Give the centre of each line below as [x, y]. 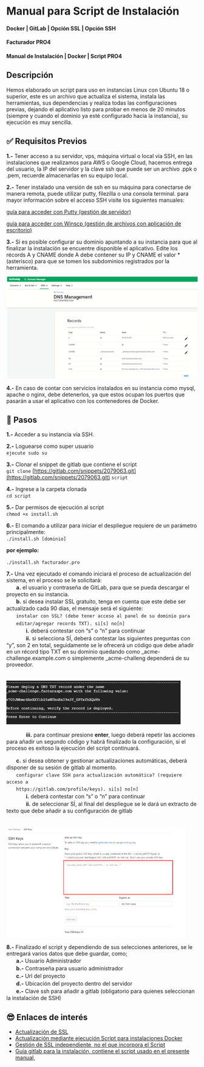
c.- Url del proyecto [41, 976]
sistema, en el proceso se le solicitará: [54, 580]
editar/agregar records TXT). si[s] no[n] [71, 624]
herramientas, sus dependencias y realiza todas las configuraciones [92, 103]
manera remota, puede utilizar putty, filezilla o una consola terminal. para [97, 193]
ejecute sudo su [27, 453]
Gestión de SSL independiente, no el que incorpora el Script [90, 1045]
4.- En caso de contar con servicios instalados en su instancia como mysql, [101, 388]
